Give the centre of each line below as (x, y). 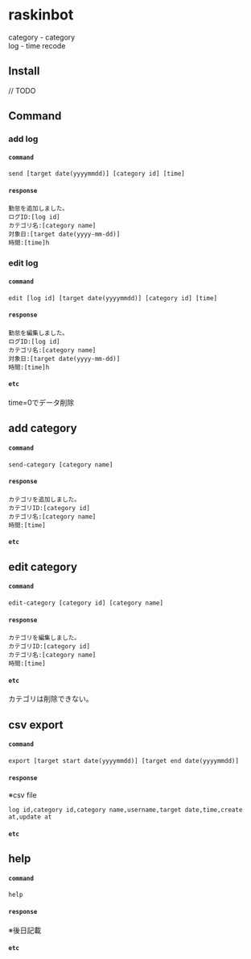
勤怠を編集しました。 (38, 333)
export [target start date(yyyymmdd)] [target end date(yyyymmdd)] (124, 760)
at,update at (30, 817)
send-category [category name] (61, 465)
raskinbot (41, 15)
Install (24, 71)
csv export (36, 724)
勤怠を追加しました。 (38, 209)
